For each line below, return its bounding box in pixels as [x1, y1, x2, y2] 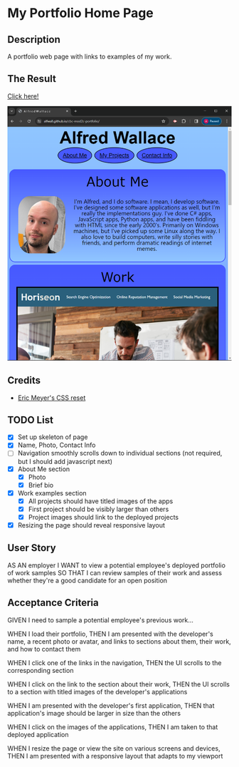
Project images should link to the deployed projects [28, 513, 179, 521]
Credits [7, 374, 41, 386]
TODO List [7, 413, 53, 426]
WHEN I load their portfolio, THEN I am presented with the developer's [7, 629, 213, 638]
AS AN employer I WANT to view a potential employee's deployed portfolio [7, 561, 226, 570]
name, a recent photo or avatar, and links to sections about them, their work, [7, 637, 231, 646]
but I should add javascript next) [17, 457, 112, 465]
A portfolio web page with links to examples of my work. [7, 52, 172, 61]
